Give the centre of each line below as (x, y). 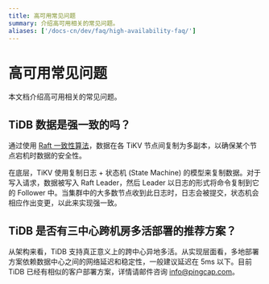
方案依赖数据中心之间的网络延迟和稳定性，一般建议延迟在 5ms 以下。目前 (130, 261)
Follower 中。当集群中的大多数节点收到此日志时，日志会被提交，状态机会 (138, 193)
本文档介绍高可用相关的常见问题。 (65, 97)
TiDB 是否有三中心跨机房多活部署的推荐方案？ (122, 230)
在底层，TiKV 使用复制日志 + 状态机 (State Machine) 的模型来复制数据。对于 (135, 173)
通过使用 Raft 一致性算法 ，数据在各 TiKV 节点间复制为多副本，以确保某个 (129, 146)
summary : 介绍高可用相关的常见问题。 (64, 23)
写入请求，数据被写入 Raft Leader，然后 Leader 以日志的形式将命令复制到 (130, 183)
